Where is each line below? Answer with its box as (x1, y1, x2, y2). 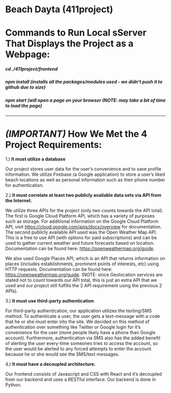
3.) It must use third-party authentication (5, 298, 94, 304)
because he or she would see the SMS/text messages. (5, 351, 120, 357)
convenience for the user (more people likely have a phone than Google (5, 330, 156, 336)
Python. (5, 382, 22, 388)
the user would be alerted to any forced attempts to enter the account (5, 346, 152, 352)
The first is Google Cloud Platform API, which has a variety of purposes (5, 213, 155, 219)
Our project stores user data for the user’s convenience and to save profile (5, 166, 162, 172)
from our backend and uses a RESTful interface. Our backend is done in (5, 377, 156, 383)
